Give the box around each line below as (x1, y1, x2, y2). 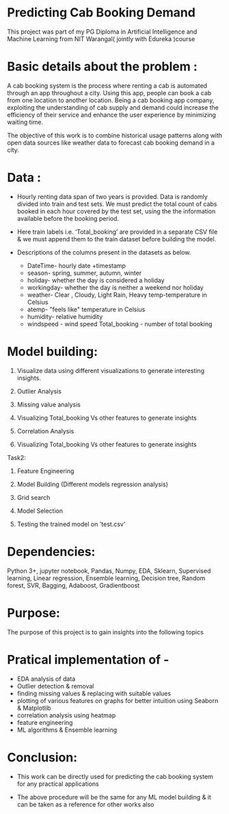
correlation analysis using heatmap (16, 711, 116, 719)
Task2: (7, 453, 26, 462)
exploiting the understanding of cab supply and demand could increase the (7, 103, 219, 111)
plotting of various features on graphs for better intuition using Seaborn (16, 696, 219, 704)
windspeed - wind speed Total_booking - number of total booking (27, 320, 213, 328)
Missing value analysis (16, 400, 81, 409)
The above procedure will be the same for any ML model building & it (16, 793, 212, 801)
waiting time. (7, 118, 43, 126)
